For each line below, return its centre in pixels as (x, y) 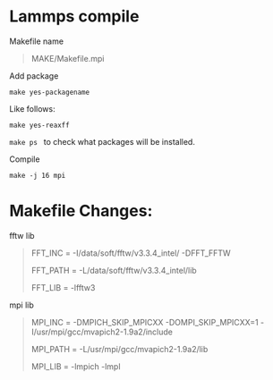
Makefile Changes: (81, 211)
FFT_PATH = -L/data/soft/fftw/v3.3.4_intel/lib (114, 270)
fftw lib (22, 235)
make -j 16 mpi (38, 175)
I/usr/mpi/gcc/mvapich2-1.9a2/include (102, 332)
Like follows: (32, 108)
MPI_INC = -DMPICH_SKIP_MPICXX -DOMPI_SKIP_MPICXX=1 (145, 322)
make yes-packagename (50, 92)
